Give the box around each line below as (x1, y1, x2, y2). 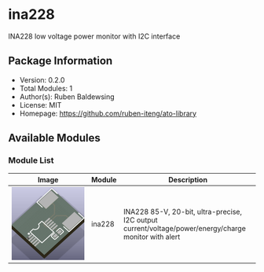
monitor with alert (123, 232, 181, 241)
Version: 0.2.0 (19, 75, 65, 84)
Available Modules (8, 131, 101, 145)
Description (168, 175, 208, 184)
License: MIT (19, 100, 62, 109)
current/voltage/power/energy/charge (123, 223, 246, 233)
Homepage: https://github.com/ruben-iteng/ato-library (19, 108, 197, 118)
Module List (8, 155, 54, 166)
